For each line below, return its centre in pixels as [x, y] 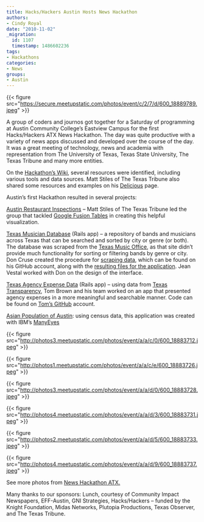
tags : [13, 52]
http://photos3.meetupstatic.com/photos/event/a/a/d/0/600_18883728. [109, 390]
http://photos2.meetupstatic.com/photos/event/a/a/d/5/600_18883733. [109, 440]
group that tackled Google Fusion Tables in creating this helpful [86, 216]
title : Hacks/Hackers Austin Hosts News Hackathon [72, 12]
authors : [17, 18]
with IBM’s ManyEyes [33, 322]
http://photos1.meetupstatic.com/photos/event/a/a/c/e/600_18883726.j [109, 365]
